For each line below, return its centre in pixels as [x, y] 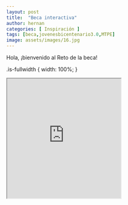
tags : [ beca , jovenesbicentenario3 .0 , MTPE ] [61, 35]
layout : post [23, 12]
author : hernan [25, 23]
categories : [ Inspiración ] [43, 29]
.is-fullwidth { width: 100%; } [42, 69]
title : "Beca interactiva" [42, 18]
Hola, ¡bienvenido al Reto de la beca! [52, 57]
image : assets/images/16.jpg [43, 40]
